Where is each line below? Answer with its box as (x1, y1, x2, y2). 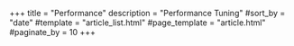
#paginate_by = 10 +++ (9, 27, 96, 37)
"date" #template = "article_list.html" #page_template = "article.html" (9, 17, 266, 28)
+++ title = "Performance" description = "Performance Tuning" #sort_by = (9, 8, 286, 18)
